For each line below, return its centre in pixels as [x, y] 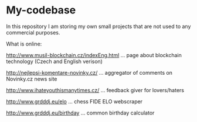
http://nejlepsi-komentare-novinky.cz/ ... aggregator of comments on [89, 72]
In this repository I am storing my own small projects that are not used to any [98, 26]
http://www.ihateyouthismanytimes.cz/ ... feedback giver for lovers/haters [95, 90]
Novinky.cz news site [32, 79]
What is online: [24, 44]
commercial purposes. [33, 32]
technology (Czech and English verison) [54, 61]
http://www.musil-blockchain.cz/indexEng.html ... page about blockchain [94, 55]
